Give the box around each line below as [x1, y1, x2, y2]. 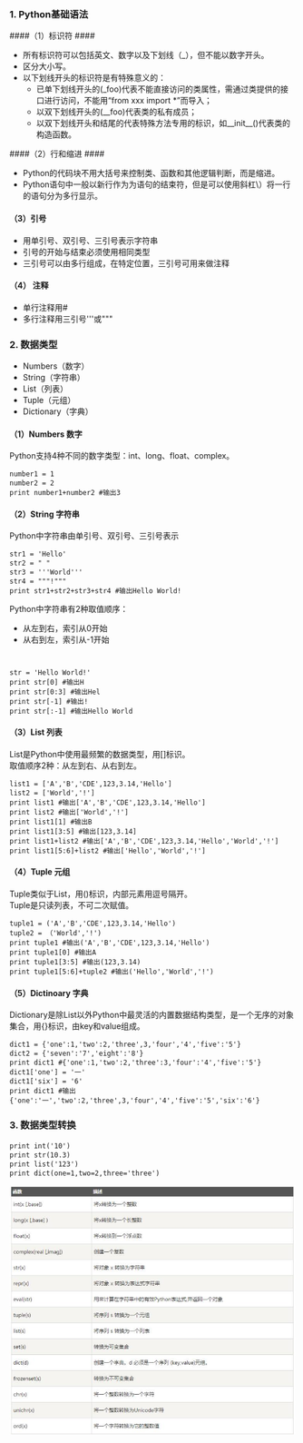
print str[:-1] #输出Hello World [9, 707, 133, 716]
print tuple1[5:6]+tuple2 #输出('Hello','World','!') [9, 967, 215, 976]
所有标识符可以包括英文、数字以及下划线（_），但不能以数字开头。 [22, 50, 269, 61]
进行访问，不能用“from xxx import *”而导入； [44, 95, 213, 106]
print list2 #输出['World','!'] [9, 807, 129, 816]
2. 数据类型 [9, 338, 58, 351]
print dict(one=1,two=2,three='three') [9, 1169, 161, 1178]
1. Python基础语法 [9, 7, 89, 20]
